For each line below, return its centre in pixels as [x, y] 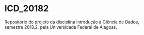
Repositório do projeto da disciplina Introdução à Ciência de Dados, [72, 22]
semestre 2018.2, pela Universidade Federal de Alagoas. [61, 27]
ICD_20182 [27, 9]
